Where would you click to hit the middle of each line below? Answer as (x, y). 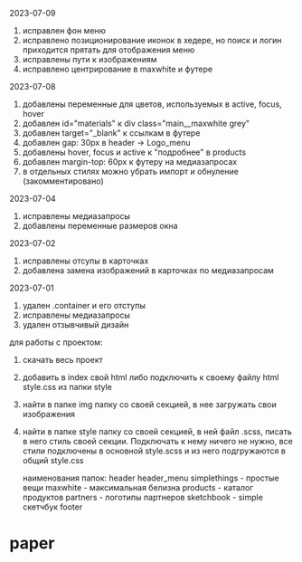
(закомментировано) (63, 181)
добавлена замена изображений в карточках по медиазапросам (148, 270)
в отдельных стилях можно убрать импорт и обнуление (131, 171)
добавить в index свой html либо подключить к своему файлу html (151, 377)
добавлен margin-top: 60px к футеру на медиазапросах (130, 162)
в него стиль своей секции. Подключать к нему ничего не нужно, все (158, 441)
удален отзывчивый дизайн (75, 324)
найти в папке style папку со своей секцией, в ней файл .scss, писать (157, 432)
